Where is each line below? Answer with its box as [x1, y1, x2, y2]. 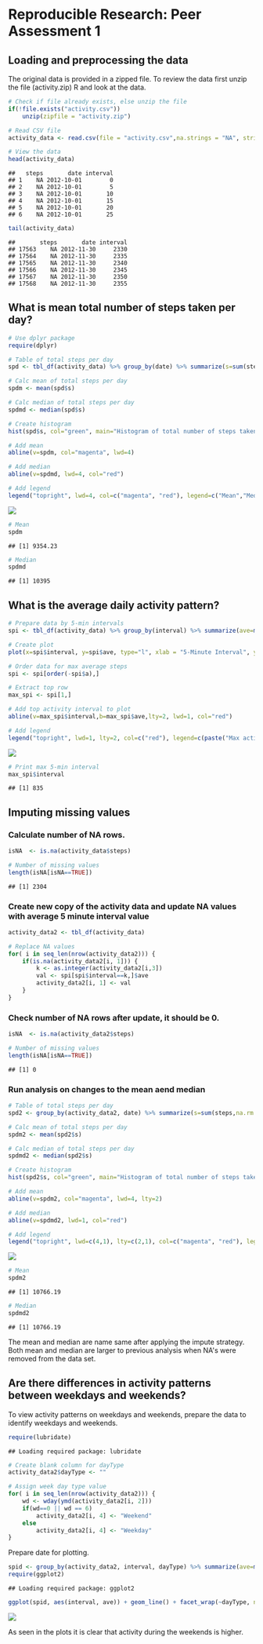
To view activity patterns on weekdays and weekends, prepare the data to [8, 1409, 247, 1419]
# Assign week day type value [8, 1482, 107, 1491]
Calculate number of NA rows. [8, 829, 125, 840]
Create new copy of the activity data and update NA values [8, 901, 237, 912]
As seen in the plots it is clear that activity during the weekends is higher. [8, 1627, 244, 1636]
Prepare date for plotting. [8, 1548, 89, 1558]
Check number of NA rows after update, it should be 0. [8, 1012, 220, 1023]
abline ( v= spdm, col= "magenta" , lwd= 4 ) [8, 449, 135, 457]
